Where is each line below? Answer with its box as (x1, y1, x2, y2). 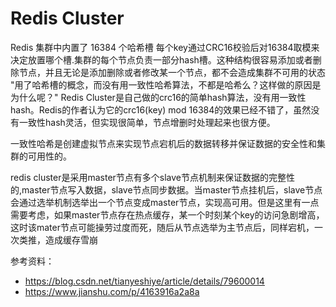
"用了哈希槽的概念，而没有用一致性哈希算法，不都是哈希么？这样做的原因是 (10, 78, 322, 91)
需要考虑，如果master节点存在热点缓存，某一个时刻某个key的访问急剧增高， (10, 208, 325, 221)
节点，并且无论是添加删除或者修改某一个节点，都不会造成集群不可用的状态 (18, 66, 326, 78)
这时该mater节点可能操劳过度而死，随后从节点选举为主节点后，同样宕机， (10, 221, 315, 233)
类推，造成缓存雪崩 (18, 233, 98, 246)
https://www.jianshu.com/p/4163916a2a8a (24, 285, 200, 297)
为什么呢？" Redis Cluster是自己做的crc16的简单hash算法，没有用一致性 (10, 91, 307, 103)
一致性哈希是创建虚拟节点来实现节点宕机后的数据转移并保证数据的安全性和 (10, 137, 317, 149)
